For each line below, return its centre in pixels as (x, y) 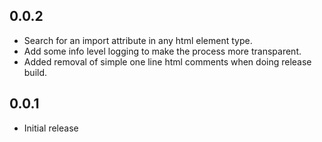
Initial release (51, 128)
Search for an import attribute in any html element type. (138, 40)
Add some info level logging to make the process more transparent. (162, 51)
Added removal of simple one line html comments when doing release (167, 61)
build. (35, 72)
